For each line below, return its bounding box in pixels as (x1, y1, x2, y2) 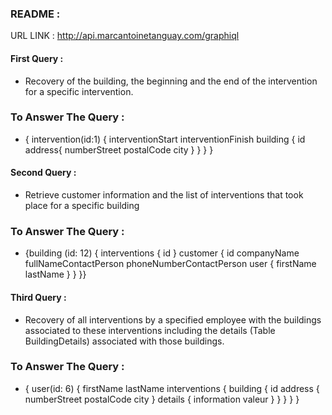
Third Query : (10, 291, 67, 303)
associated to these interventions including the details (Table (24, 324, 276, 336)
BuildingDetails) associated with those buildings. (24, 335, 225, 347)
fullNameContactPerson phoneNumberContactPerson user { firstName (24, 258, 317, 270)
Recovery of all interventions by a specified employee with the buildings (24, 313, 322, 326)
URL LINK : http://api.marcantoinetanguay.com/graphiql (10, 30, 240, 42)
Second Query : (10, 167, 77, 179)
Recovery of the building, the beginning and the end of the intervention (24, 75, 318, 87)
